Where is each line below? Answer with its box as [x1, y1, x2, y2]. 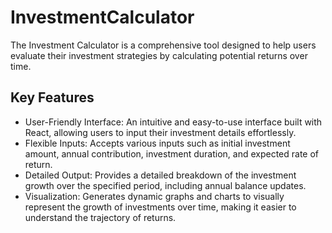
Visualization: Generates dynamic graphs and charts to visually [24, 190, 285, 202]
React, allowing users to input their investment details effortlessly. [24, 126, 297, 138]
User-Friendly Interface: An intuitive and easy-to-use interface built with [24, 116, 323, 128]
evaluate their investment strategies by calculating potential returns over [10, 49, 308, 61]
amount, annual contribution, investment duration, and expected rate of [24, 147, 320, 160]
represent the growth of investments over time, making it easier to [24, 201, 297, 213]
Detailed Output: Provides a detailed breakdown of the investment [24, 169, 297, 181]
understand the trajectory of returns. [24, 211, 177, 223]
